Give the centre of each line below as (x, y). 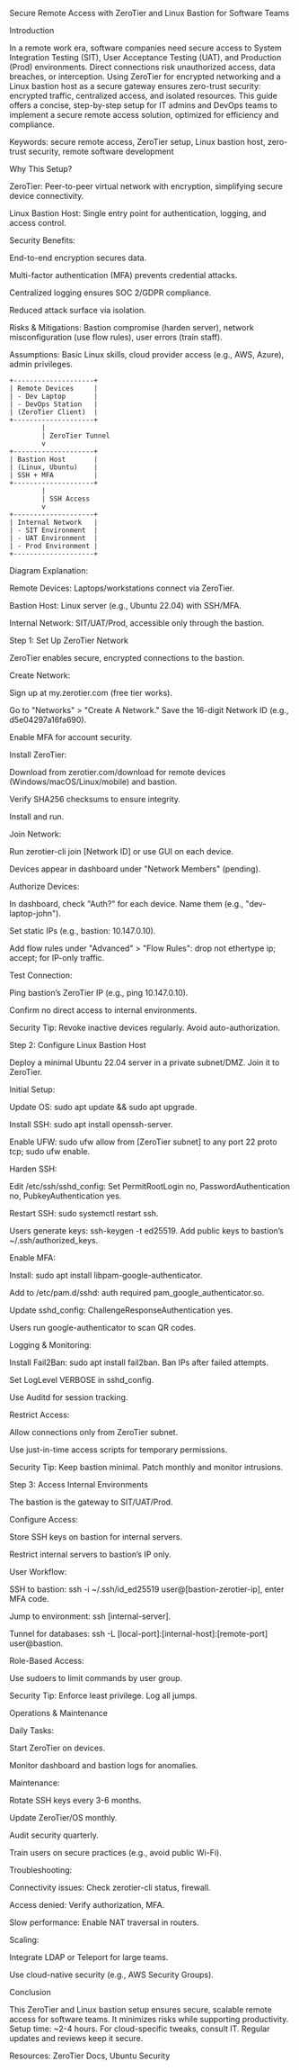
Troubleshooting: (41, 1870)
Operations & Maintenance (58, 1713)
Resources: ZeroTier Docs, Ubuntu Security (90, 2056)
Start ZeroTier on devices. (57, 1748)
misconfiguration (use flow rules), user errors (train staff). (116, 337)
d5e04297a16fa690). (48, 720)
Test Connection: (41, 975)
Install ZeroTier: (38, 755)
